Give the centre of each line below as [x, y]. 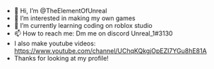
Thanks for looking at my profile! [61, 58]
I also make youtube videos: [55, 43]
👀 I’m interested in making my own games [75, 18]
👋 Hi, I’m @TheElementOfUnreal [60, 11]
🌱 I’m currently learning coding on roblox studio [83, 25]
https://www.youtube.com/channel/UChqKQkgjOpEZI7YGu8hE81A [110, 51]
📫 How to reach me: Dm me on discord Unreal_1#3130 [93, 33]
